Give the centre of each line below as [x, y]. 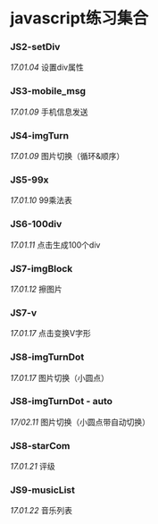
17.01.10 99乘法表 [41, 200]
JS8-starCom [40, 445]
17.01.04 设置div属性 [47, 67]
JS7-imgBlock [42, 268]
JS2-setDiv [35, 47]
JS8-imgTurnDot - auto [62, 401]
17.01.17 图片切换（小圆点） [60, 377]
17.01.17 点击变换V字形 [51, 334]
